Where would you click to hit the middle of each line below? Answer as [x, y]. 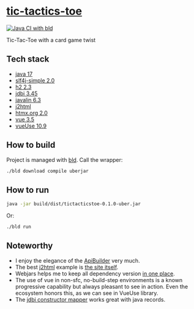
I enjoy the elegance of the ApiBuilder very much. [77, 260]
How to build [31, 145]
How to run [28, 190]
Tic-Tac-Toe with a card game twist [51, 40]
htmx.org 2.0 [31, 113]
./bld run [19, 227]
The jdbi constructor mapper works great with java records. [90, 299]
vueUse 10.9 [31, 126]
